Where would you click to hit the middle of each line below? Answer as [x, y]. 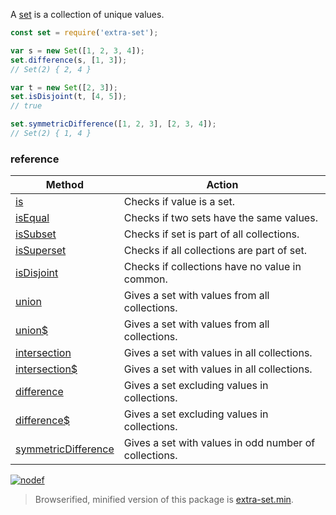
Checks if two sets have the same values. [220, 218]
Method [64, 185]
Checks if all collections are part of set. [215, 251]
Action [222, 185]
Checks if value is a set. [179, 202]
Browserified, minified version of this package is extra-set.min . [164, 500]
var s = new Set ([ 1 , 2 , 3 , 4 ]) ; [77, 50]
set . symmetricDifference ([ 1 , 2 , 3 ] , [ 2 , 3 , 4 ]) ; [113, 124]
